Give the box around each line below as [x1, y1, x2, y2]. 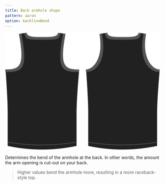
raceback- [135, 169, 156, 175]
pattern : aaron [5, 13, 36, 18]
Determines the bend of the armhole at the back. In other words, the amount [5, 154, 160, 160]
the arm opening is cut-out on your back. [5, 160, 88, 166]
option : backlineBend [5, 18, 50, 23]
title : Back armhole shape [5, 8, 60, 13]
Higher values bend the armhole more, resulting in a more [17, 169, 134, 175]
